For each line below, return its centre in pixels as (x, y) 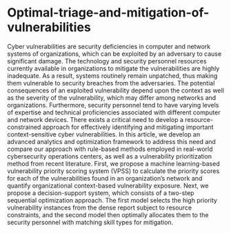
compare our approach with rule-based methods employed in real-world (110, 149)
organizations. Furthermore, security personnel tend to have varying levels (113, 105)
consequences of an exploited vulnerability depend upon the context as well (115, 90)
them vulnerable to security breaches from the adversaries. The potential (111, 83)
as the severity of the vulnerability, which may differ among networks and (112, 97)
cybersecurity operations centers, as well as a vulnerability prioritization (110, 156)
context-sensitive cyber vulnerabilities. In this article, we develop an (104, 134)
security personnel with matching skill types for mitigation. (90, 222)
